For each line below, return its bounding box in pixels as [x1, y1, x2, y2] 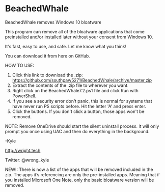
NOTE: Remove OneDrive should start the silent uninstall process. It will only [5, 123, 160, 129]
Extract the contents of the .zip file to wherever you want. [12, 82, 129, 88]
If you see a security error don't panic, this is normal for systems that [12, 98, 152, 104]
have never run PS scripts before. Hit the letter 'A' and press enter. [12, 103, 146, 109]
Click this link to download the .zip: [12, 72, 83, 78]
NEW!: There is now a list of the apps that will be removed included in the [5, 166, 153, 172]
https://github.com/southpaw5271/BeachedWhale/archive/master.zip [12, 77, 152, 83]
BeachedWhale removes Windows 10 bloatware [5, 19, 102, 25]
